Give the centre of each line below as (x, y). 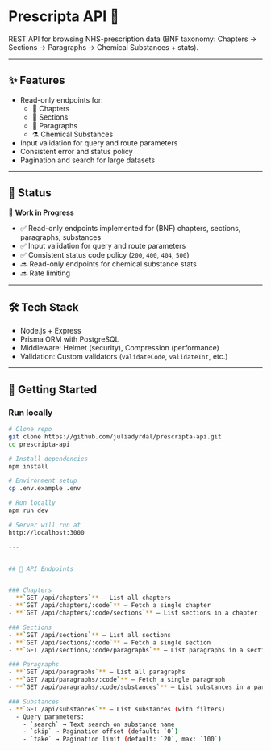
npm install (28, 466)
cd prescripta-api (39, 444)
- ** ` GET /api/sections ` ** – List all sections (90, 635)
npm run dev (28, 511)
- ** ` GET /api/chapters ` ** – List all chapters (90, 598)
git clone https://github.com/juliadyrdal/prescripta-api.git (115, 436)
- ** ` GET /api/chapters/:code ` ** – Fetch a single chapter (110, 606)
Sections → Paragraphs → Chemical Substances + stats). (104, 47)
